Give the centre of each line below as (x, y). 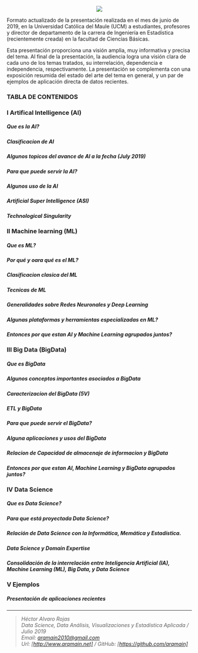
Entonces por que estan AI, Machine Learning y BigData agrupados (91, 468)
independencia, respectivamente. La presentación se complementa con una (99, 69)
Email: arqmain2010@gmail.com (60, 638)
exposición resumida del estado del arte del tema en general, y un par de (95, 75)
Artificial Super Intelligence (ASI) (48, 201)
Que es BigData (26, 364)
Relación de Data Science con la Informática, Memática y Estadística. (94, 533)
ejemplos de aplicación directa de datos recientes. (68, 82)
